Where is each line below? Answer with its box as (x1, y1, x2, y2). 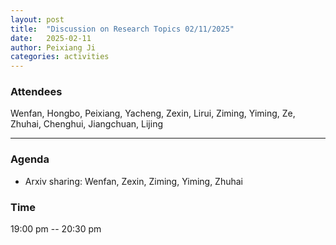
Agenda (10, 152, 50, 166)
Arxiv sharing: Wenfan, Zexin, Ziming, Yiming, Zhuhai (24, 175, 243, 187)
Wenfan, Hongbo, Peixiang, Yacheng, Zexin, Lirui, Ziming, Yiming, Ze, (10, 107, 296, 120)
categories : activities (10, 52, 110, 62)
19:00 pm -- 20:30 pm (10, 223, 102, 235)
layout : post (10, 14, 65, 25)
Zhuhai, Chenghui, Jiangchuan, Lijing (10, 118, 164, 130)
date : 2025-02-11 (10, 33, 92, 43)
